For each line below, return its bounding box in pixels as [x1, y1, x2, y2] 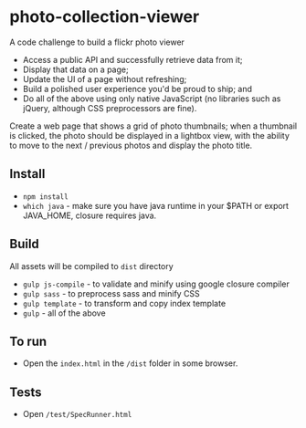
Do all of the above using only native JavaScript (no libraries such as [22, 93, 281, 104]
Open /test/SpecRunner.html [22, 409, 132, 420]
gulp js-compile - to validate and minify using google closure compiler [22, 278, 290, 289]
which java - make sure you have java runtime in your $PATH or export [22, 200, 290, 211]
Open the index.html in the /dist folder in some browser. [22, 358, 238, 369]
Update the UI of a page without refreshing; [22, 73, 187, 84]
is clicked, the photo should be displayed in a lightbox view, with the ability [9, 130, 290, 141]
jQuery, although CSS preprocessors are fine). [22, 102, 197, 113]
